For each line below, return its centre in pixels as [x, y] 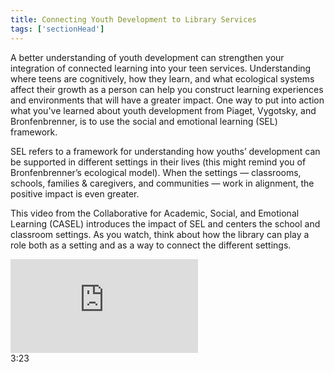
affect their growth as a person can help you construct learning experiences [167, 89]
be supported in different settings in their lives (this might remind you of [158, 162]
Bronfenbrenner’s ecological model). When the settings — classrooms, [156, 172]
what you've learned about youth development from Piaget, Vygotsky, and [163, 110]
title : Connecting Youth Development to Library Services [133, 19]
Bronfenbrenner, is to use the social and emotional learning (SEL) [144, 121]
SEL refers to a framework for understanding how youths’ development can [165, 151]
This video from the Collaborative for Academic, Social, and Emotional [155, 213]
